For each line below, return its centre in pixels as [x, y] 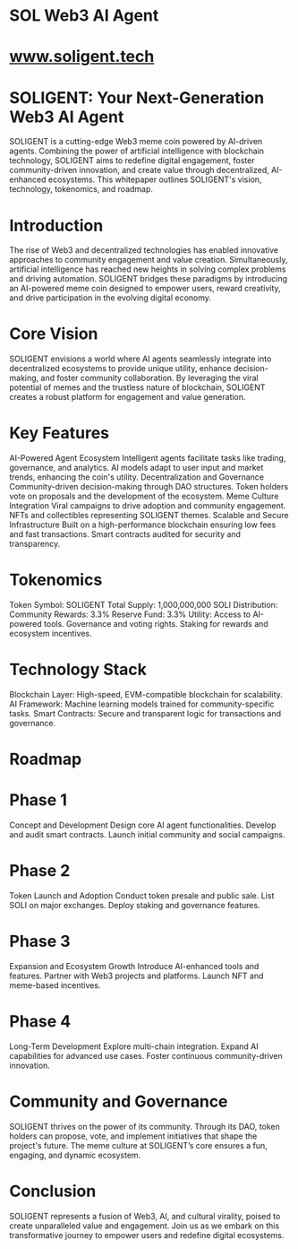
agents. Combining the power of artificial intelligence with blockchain [136, 151]
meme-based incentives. [55, 985]
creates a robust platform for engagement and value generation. [128, 397]
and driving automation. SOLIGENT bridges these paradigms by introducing [149, 279]
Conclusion [53, 1191]
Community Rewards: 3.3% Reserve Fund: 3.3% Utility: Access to [130, 614]
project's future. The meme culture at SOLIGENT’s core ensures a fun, [139, 1145]
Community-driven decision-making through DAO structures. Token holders [149, 487]
